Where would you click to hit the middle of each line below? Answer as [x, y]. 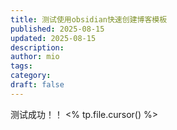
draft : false [37, 85]
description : [37, 47]
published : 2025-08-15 [57, 29]
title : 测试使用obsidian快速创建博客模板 [89, 19]
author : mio [35, 57]
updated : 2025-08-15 [53, 38]
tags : [21, 66]
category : [31, 76]
